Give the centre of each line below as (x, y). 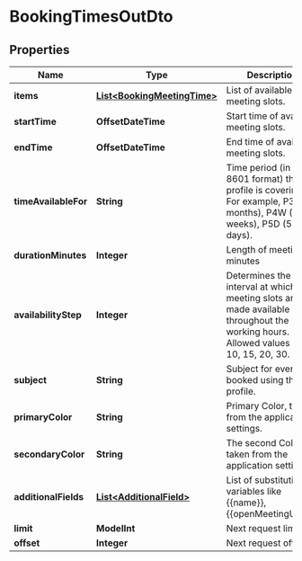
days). (240, 235)
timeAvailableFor (51, 201)
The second (251, 443)
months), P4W (257, 213)
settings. (244, 428)
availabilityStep (48, 315)
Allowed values (258, 343)
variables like (254, 491)
